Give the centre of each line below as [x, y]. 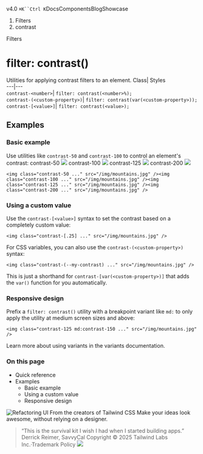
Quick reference [35, 375]
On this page [26, 362]
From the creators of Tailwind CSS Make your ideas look [120, 412]
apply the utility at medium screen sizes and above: [71, 318]
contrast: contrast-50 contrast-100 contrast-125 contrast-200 [95, 163]
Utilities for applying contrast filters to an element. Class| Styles [86, 80]
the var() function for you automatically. [57, 283]
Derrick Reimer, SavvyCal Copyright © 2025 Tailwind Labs [95, 437]
